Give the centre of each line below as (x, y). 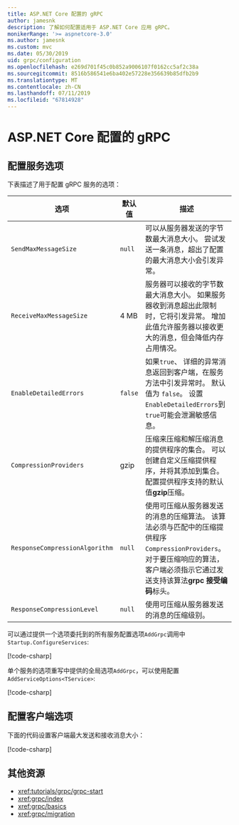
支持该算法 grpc (179, 580)
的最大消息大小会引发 (181, 260)
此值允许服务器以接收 (181, 327)
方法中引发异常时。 (177, 383)
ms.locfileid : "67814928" (46, 100)
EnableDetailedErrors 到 (185, 404)
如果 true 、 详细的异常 (182, 362)
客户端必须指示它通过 (181, 570)
